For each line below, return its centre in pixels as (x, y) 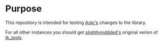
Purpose (24, 9)
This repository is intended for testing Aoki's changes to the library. (76, 22)
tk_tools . (14, 37)
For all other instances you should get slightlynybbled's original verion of (81, 32)
